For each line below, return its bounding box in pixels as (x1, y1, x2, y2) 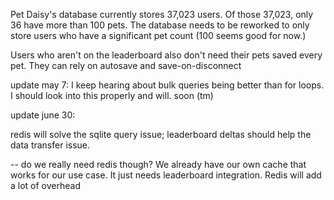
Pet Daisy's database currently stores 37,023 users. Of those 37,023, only (10, 9, 314, 20)
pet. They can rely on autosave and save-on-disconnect (10, 60, 242, 71)
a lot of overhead (10, 180, 81, 191)
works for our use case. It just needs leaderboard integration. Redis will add (10, 169, 322, 181)
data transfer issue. (10, 139, 91, 151)
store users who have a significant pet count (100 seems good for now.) (10, 30, 307, 41)
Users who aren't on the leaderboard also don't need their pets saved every (10, 49, 323, 61)
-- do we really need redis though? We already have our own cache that (10, 159, 307, 170)
